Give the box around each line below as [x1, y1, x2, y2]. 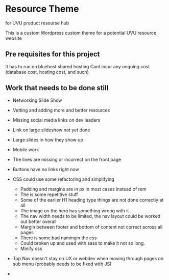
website [5, 35, 22, 41]
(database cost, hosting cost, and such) [5, 69, 89, 75]
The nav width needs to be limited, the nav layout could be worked [20, 213, 161, 219]
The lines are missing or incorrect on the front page [12, 156, 122, 162]
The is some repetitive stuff [20, 191, 78, 198]
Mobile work [12, 146, 39, 153]
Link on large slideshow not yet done [12, 127, 90, 133]
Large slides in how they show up [12, 136, 83, 143]
